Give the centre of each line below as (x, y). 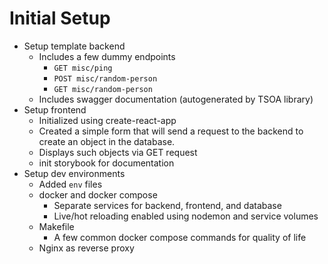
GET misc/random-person (103, 89)
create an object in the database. (107, 141)
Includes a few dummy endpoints (107, 56)
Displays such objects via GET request (118, 152)
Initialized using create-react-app (107, 120)
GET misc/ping (83, 68)
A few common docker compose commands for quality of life (180, 237)
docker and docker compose (98, 194)
